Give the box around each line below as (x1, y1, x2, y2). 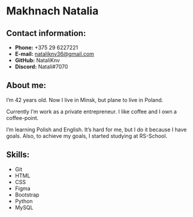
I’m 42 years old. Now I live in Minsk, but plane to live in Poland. (6, 96, 164, 103)
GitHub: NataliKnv (14, 57, 60, 64)
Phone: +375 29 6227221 (14, 44, 79, 51)
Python (14, 197, 33, 204)
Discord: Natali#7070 (14, 63, 68, 70)
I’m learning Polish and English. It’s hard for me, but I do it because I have (6, 126, 187, 133)
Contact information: (6, 28, 86, 38)
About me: (6, 80, 47, 91)
